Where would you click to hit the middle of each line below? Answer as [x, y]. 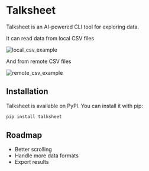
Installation [27, 92]
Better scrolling [33, 150]
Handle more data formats [46, 156]
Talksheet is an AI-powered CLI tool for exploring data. [73, 27]
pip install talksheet [34, 116]
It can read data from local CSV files [50, 38]
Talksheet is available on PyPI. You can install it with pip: [74, 106]
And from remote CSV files [39, 61]
